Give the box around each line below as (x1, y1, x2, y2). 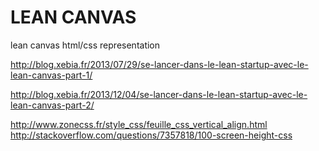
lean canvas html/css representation (10, 39, 161, 51)
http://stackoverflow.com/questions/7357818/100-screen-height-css (10, 129, 293, 141)
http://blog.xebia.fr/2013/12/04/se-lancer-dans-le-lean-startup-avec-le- (10, 88, 308, 100)
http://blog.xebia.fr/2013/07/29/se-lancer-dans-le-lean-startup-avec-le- (10, 58, 309, 70)
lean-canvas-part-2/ (10, 99, 95, 111)
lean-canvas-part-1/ (10, 69, 93, 81)
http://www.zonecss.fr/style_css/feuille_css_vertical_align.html (10, 118, 268, 130)
